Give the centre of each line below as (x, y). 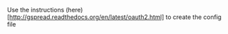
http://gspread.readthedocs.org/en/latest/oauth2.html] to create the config (115, 17)
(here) (74, 10)
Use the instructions (36, 10)
